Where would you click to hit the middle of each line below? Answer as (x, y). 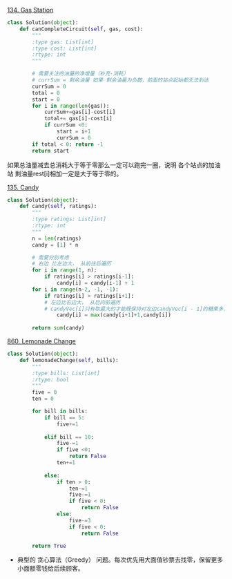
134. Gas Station (30, 10)
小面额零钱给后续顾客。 (50, 569)
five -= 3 (80, 520)
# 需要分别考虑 (50, 257)
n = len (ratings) (57, 238)
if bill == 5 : (64, 417)
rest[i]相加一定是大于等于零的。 (78, 173)
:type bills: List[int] (66, 373)
